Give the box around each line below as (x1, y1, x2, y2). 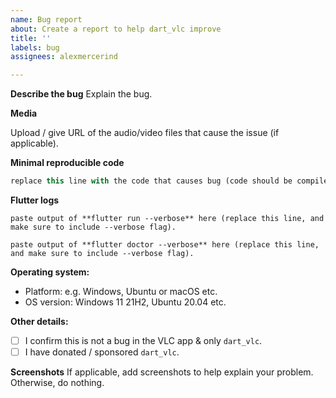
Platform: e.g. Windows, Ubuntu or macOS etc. (24, 286, 218, 297)
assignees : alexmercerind (10, 52, 118, 62)
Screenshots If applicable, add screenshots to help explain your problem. (10, 366, 314, 378)
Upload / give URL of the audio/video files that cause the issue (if (10, 127, 280, 139)
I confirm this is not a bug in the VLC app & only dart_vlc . (24, 335, 263, 346)
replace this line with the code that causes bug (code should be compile (10, 176, 329, 186)
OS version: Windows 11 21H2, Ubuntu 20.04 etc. (24, 296, 227, 308)
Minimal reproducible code (10, 157, 125, 169)
